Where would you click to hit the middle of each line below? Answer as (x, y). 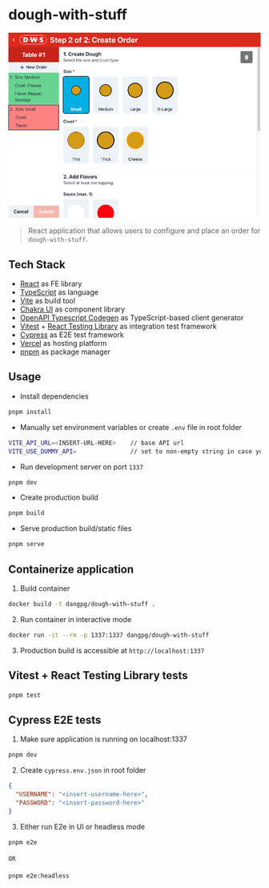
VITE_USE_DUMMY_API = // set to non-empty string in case (130, 451)
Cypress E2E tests (55, 719)
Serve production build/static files (76, 528)
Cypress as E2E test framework (72, 335)
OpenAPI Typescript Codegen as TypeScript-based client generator (132, 318)
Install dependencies (54, 396)
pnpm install (30, 412)
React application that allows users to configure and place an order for (144, 231)
